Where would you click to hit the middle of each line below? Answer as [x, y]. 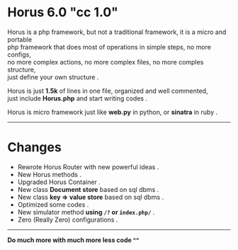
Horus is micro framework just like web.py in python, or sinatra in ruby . [113, 112]
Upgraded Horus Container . [59, 182]
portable [20, 39]
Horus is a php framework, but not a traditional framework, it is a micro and [117, 32]
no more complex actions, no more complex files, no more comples [106, 62]
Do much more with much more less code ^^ [73, 240]
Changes [34, 148]
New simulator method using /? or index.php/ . [86, 212]
